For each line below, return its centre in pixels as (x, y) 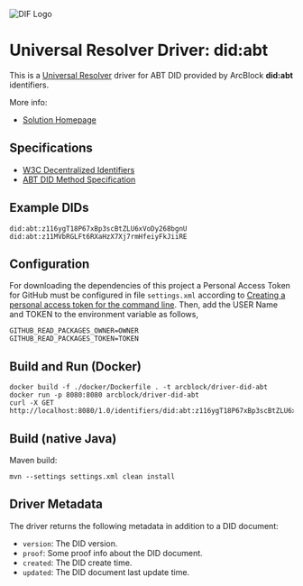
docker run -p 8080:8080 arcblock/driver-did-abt (105, 395)
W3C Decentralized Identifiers (78, 169)
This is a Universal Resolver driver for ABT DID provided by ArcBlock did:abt (151, 75)
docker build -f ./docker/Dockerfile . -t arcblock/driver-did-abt (139, 388)
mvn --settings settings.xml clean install (92, 477)
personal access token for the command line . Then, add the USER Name (143, 305)
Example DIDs (49, 208)
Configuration (50, 264)
